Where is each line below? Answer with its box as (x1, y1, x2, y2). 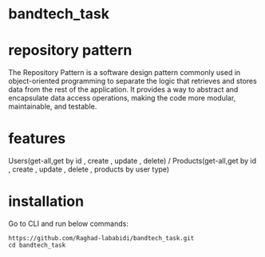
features (8, 129, 66, 148)
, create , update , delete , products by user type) (8, 164, 170, 174)
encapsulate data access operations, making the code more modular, (8, 93, 236, 103)
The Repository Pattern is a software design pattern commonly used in (8, 68, 241, 77)
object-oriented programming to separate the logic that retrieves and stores (8, 77, 257, 86)
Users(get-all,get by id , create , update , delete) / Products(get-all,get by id (8, 156, 257, 166)
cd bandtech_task (8, 241, 66, 249)
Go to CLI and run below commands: (8, 219, 129, 228)
